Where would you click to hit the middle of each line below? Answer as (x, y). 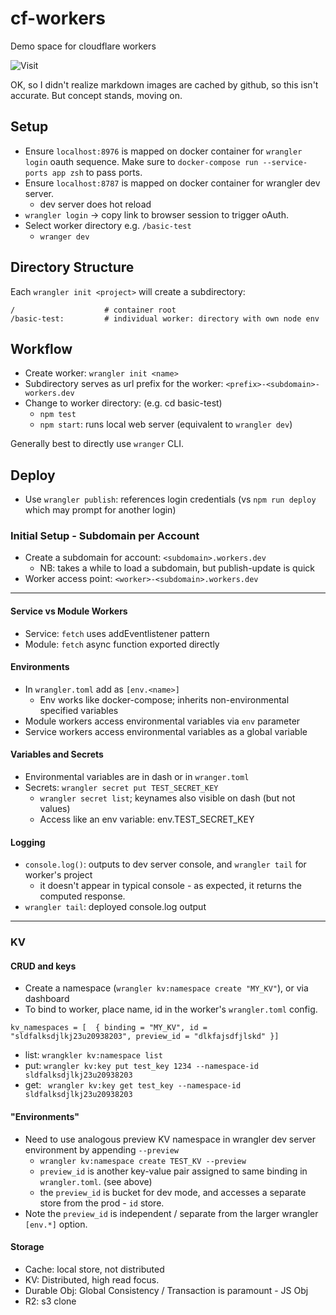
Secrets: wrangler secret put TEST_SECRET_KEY (121, 788)
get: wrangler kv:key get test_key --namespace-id (133, 1085)
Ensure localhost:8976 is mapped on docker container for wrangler (163, 151)
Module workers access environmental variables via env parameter (162, 721)
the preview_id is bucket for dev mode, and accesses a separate (173, 1192)
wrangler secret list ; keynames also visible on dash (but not (167, 798)
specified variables (79, 710)
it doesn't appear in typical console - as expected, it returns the (170, 886)
